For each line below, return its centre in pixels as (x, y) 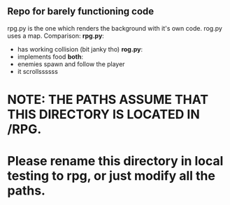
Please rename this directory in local (115, 161)
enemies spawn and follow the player (71, 64)
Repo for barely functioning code (81, 12)
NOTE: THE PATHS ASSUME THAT (108, 100)
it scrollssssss (37, 71)
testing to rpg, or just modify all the (111, 176)
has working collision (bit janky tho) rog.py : (80, 49)
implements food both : (50, 56)
